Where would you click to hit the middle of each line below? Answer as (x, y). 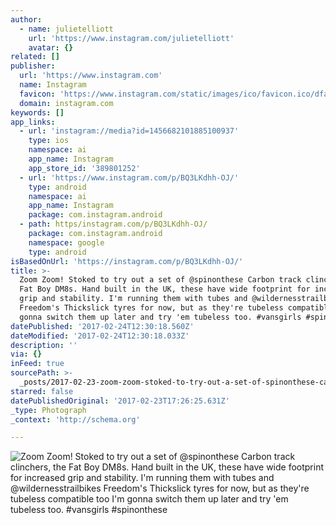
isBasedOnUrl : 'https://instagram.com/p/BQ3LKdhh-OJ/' (127, 261)
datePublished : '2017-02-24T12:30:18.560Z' (102, 326)
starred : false (42, 391)
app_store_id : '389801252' (84, 168)
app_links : (33, 122)
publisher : (33, 66)
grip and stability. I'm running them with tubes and (133, 299)
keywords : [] (37, 112)
